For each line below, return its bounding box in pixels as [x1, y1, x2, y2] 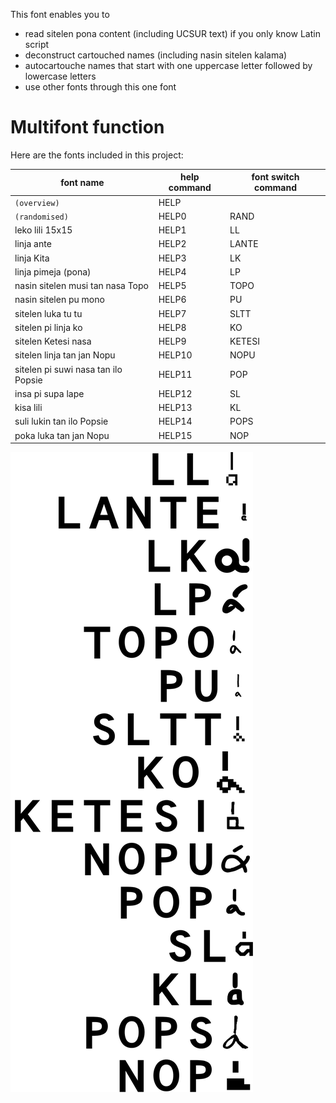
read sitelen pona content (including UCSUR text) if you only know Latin [24, 28, 321, 39]
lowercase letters [24, 70, 97, 82]
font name [60, 176, 105, 188]
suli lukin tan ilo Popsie [14, 415, 109, 428]
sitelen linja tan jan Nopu [14, 349, 116, 361]
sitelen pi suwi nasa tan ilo [14, 363, 123, 375]
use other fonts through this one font [24, 81, 177, 93]
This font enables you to [10, 9, 110, 20]
